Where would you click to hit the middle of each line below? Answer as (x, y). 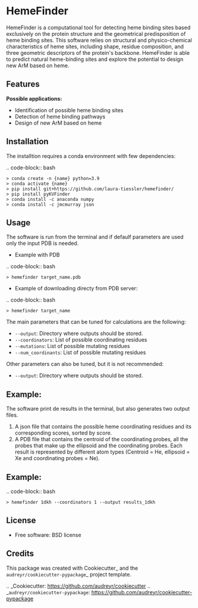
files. (12, 415)
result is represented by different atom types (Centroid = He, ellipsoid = (102, 452)
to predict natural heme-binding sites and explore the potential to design (95, 59)
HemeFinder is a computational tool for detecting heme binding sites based (98, 27)
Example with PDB (37, 255)
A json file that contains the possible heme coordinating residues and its (103, 427)
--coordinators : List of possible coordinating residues (81, 340)
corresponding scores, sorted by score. (63, 433)
